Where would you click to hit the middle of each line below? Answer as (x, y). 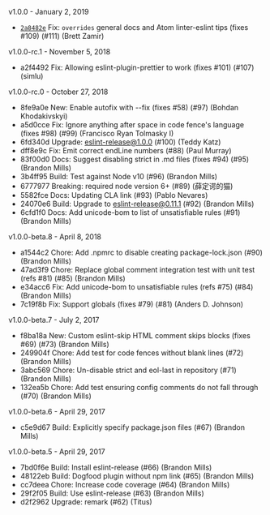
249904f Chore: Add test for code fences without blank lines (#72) (132, 353)
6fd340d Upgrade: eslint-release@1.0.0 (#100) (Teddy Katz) (120, 142)
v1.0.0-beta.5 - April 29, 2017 (57, 452)
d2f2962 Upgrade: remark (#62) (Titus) (86, 502)
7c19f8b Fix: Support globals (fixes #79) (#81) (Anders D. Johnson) (132, 304)
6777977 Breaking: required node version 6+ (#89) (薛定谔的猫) (126, 186)
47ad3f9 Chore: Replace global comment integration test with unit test (137, 270)
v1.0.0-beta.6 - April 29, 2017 (57, 412)
